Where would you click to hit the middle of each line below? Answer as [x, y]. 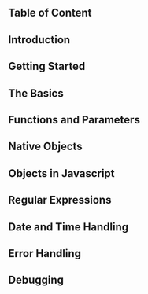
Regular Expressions [60, 200]
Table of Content [50, 13]
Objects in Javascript [62, 173]
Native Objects [45, 147]
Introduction [39, 40]
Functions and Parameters [74, 120]
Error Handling [44, 254]
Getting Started [47, 66]
